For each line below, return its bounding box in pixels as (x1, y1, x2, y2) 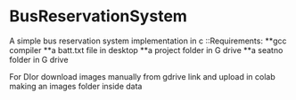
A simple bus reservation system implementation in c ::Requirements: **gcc (9, 35, 287, 46)
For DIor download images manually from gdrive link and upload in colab (9, 71, 276, 81)
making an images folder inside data (9, 81, 143, 91)
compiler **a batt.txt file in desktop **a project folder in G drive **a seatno (9, 44, 284, 55)
